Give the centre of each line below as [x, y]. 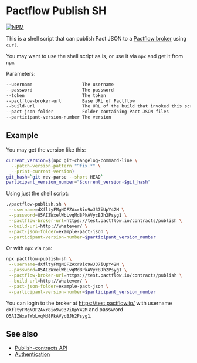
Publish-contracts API [41, 348]
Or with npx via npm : [29, 248]
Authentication [32, 354]
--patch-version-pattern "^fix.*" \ [56, 166]
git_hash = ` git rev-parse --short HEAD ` [55, 177]
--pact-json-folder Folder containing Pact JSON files [87, 112]
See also [22, 334]
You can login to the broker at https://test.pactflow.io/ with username [89, 303]
